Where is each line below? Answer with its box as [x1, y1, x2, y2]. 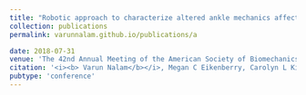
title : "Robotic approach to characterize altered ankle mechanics [9, 13, 271, 23]
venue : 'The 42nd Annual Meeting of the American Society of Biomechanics [9, 55, 300, 64]
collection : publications [9, 22, 107, 31]
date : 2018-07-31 [9, 46, 76, 55]
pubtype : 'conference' [9, 71, 96, 81]
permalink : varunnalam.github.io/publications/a [9, 30, 198, 39]
